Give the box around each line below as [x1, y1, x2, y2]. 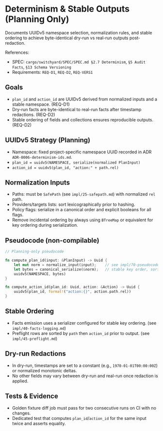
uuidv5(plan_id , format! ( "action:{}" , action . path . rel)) [14, 289, 131, 294]
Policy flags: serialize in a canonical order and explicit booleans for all [12, 207, 151, 213]
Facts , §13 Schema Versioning [12, 64, 71, 70]
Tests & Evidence [5, 392, 58, 400]
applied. [12, 378, 29, 384]
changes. [12, 410, 31, 416]
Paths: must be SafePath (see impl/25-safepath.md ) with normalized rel [12, 191, 156, 197]
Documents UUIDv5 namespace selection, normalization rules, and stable [5, 30, 152, 35]
